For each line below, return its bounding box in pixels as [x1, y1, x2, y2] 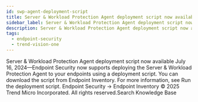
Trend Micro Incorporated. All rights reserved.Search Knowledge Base [6, 89, 177, 96]
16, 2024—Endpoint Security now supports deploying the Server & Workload [6, 64, 192, 71]
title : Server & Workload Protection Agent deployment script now [6, 14, 173, 20]
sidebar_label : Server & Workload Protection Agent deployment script [6, 19, 183, 25]
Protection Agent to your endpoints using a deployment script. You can [6, 70, 179, 77]
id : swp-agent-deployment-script [6, 8, 88, 15]
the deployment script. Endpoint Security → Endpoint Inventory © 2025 [6, 83, 180, 90]
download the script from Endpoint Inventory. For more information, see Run [6, 76, 191, 83]
